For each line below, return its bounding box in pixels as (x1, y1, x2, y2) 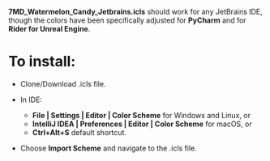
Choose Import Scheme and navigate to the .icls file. (19, 143, 197, 153)
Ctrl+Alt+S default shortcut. (32, 127, 127, 137)
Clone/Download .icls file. (19, 78, 106, 88)
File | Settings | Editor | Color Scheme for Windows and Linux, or (32, 110, 251, 120)
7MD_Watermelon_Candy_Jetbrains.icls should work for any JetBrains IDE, (8, 7, 264, 16)
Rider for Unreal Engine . (8, 24, 91, 33)
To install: (8, 53, 76, 71)
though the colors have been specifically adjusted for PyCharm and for (8, 15, 246, 25)
